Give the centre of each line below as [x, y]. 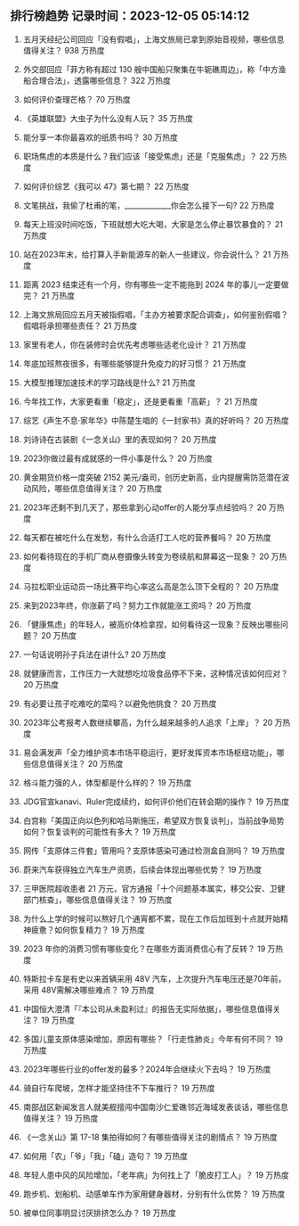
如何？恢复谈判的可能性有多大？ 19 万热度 [100, 831]
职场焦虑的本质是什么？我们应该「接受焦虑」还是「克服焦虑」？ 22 [146, 156]
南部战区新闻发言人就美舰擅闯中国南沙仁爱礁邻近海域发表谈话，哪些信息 [155, 1107]
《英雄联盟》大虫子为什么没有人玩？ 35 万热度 [108, 118]
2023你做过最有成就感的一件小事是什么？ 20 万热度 [117, 458]
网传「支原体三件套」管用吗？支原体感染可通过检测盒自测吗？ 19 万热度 [154, 851]
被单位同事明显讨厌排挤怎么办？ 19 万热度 [100, 1213]
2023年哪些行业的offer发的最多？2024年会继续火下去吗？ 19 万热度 [147, 1069]
